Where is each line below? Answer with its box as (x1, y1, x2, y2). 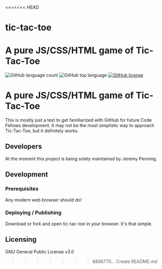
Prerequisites (5, 186, 39, 193)
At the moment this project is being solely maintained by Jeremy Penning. (5, 155, 157, 161)
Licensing (5, 235, 37, 244)
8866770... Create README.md (92, 258, 157, 264)
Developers (5, 142, 42, 151)
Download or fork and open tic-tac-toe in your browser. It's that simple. (5, 221, 153, 227)
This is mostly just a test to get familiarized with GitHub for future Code (5, 117, 152, 123)
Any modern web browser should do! (5, 197, 82, 203)
